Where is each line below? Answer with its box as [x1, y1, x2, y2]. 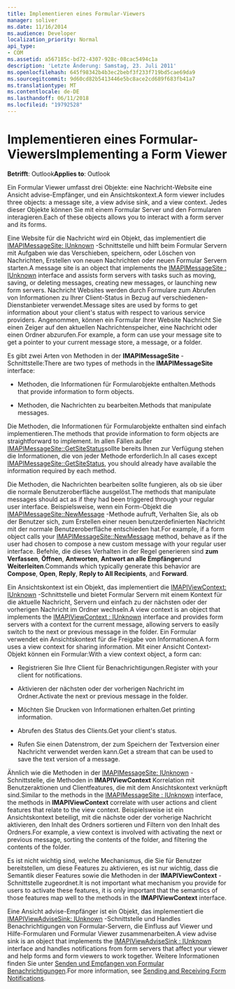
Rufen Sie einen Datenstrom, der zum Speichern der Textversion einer [17, 740, 220, 748]
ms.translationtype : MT [7, 82, 77, 89]
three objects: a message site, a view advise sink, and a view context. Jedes [7, 197, 227, 206]
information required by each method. [7, 466, 117, 475]
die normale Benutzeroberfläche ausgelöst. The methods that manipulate [7, 487, 216, 496]
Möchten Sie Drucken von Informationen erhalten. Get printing [17, 705, 196, 714]
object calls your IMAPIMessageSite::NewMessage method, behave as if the [7, 532, 227, 540]
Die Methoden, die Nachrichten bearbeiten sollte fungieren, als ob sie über [7, 480, 222, 489]
